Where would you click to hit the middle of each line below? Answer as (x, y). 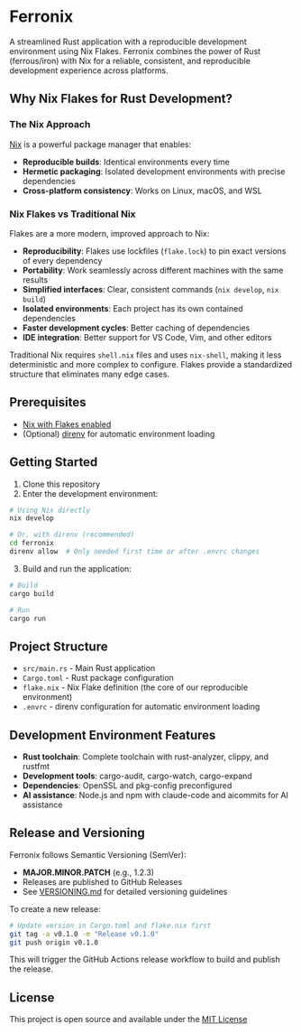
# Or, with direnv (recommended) (72, 535)
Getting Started (54, 462)
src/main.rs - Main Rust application (89, 668)
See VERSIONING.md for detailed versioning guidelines (125, 891)
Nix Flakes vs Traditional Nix (73, 214)
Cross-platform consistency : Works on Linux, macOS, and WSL (142, 191)
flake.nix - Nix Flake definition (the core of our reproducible (135, 687)
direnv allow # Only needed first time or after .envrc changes (134, 552)
